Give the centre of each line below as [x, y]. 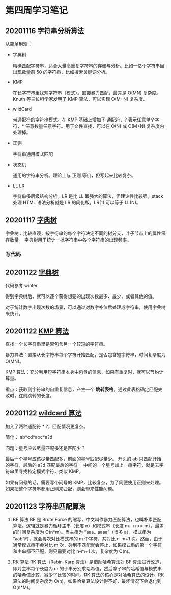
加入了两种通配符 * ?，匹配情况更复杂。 [47, 426]
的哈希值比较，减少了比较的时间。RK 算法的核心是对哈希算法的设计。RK [88, 575]
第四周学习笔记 [37, 10]
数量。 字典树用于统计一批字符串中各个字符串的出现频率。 [70, 240]
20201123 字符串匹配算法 [45, 506]
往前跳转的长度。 [36, 396]
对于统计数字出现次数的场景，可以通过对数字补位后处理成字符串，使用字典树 [85, 307]
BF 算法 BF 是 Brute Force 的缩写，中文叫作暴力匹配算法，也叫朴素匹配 [87, 519]
